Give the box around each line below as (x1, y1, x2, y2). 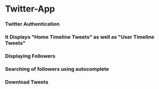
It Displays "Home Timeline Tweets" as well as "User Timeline (5, 34, 155, 41)
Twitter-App (5, 3, 55, 15)
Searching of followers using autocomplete (5, 65, 109, 72)
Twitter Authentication (5, 21, 60, 28)
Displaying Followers (5, 52, 56, 59)
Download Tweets (5, 78, 49, 85)
